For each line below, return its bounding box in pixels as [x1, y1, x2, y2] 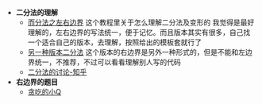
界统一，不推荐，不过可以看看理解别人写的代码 [27, 57, 181, 67]
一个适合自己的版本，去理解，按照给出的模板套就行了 [27, 37, 202, 47]
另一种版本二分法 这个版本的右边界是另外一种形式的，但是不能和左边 [27, 48, 252, 56]
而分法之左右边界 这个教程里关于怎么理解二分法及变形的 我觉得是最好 [27, 17, 255, 27]
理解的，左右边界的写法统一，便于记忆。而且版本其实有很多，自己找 [27, 28, 251, 37]
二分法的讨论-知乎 [27, 67, 87, 76]
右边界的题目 [15, 77, 58, 87]
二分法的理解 [15, 8, 58, 17]
